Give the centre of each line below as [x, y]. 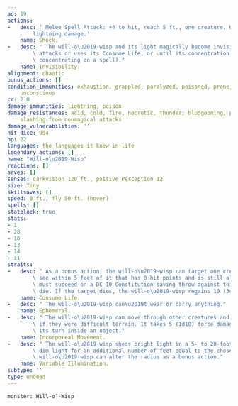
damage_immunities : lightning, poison [64, 106]
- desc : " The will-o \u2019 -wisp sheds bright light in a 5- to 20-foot [120, 344]
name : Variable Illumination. [65, 364]
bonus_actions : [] [34, 80]
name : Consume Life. [50, 298]
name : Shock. [39, 40]
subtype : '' [25, 371]
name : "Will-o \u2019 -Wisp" [47, 159]
